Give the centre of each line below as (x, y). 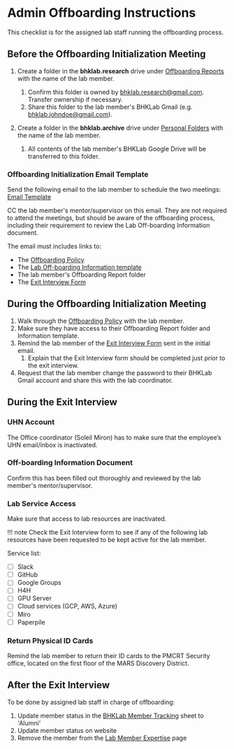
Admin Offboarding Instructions (102, 13)
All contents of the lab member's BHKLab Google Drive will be (117, 149)
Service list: (24, 553)
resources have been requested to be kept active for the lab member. (107, 540)
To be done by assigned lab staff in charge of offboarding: (91, 702)
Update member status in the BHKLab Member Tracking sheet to (110, 715)
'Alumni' (29, 723)
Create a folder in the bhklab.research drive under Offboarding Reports (121, 71)
